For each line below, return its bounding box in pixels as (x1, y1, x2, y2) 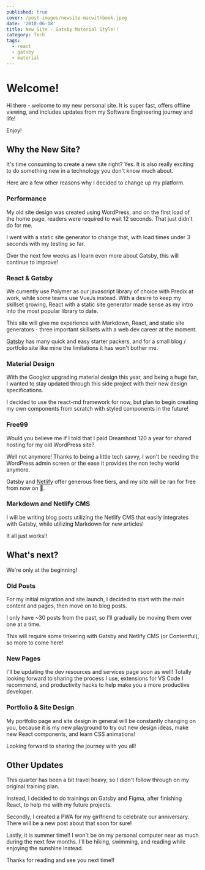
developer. (6, 688, 34, 695)
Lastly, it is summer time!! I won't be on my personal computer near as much (6, 831, 199, 839)
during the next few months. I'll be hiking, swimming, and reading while (6, 838, 186, 845)
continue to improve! (6, 258, 59, 266)
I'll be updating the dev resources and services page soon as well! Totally (6, 668, 192, 676)
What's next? (6, 550, 59, 560)
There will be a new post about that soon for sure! (6, 820, 132, 827)
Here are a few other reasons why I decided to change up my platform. (6, 179, 185, 186)
